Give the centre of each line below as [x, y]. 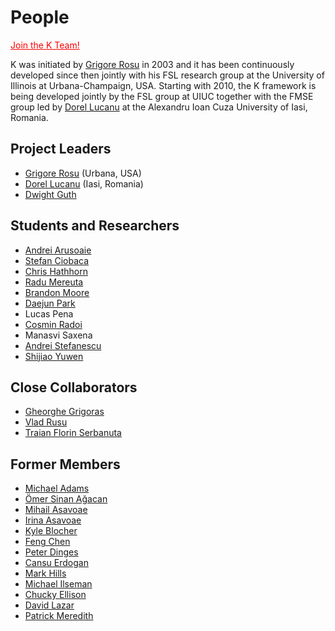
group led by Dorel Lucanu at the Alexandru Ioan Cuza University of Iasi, [159, 107]
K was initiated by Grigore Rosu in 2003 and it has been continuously [152, 64]
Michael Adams [57, 488]
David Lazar [49, 605]
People [40, 17]
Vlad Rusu [46, 422]
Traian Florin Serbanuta [73, 433]
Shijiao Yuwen [54, 356]
